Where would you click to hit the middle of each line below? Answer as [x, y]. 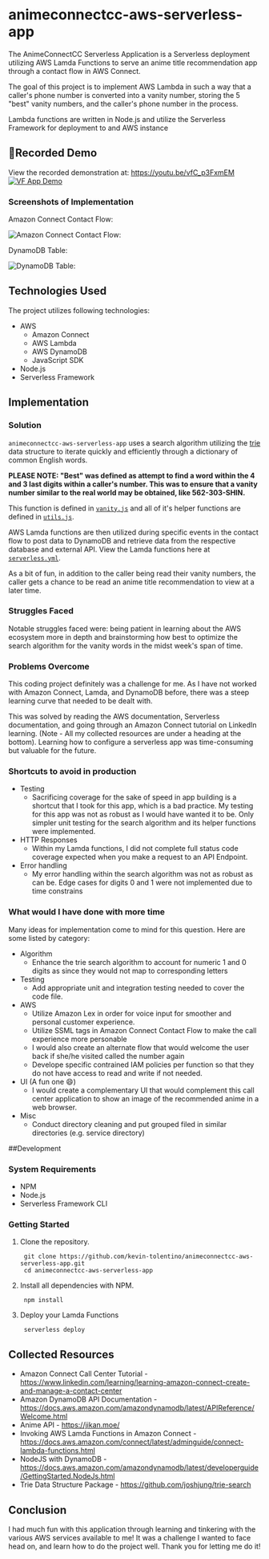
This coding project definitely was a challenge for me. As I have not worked [133, 684]
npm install [44, 1301]
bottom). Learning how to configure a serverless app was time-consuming [131, 742]
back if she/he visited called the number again [108, 1056]
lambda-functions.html [58, 1451]
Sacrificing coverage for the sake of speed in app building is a [134, 797]
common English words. [48, 460]
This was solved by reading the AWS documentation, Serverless [114, 717]
